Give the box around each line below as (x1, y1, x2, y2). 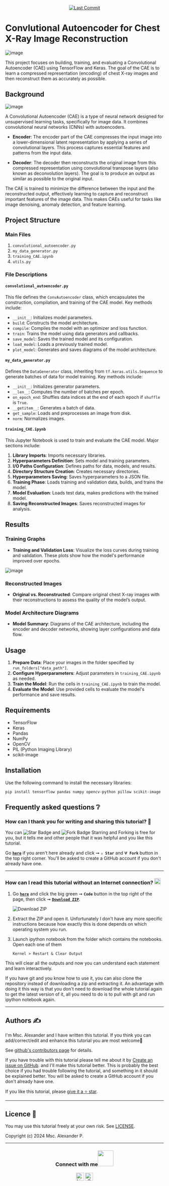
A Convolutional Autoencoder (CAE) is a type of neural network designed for (5, 113, 164, 119)
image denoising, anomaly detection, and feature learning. (5, 201, 126, 207)
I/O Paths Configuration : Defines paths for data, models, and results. (12, 463, 156, 469)
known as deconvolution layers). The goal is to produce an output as (12, 170, 155, 176)
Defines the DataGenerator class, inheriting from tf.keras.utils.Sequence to (5, 368, 163, 374)
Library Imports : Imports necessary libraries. (12, 452, 107, 458)
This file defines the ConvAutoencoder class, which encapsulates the (5, 294, 145, 300)
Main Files (5, 231, 31, 238)
